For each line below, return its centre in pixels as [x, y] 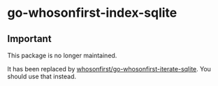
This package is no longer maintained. [62, 55]
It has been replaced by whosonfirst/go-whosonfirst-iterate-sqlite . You [109, 69]
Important [29, 39]
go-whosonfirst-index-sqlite [92, 13]
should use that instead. [42, 76]
